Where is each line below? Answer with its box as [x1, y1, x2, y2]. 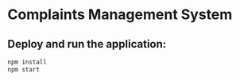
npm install [7, 58, 47, 66]
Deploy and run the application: [7, 37, 167, 51]
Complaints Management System [7, 6, 233, 24]
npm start [7, 65, 41, 73]
